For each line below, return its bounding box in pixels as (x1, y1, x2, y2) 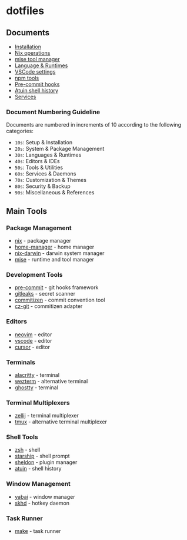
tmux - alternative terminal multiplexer (14, 418, 108, 425)
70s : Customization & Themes (14, 177, 87, 184)
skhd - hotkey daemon (14, 499, 69, 506)
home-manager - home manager (14, 243, 95, 250)
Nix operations (14, 49, 51, 57)
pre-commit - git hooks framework (14, 284, 99, 291)
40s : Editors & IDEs (14, 158, 60, 165)
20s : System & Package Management (14, 145, 105, 153)
